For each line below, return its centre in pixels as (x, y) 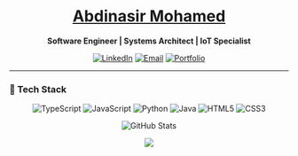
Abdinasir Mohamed (149, 16)
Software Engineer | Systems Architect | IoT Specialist (149, 41)
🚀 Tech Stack (38, 89)
